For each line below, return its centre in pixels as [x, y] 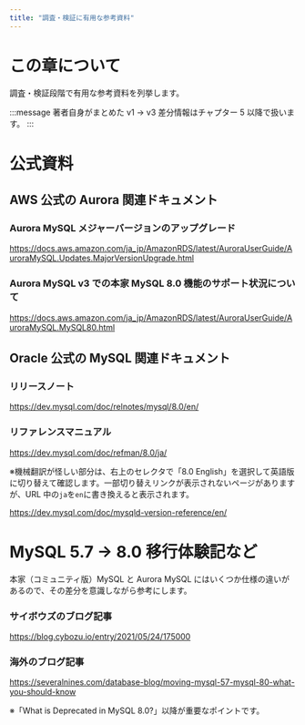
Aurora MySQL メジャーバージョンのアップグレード [123, 229]
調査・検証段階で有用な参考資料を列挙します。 [97, 93]
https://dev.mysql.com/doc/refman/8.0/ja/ [88, 453]
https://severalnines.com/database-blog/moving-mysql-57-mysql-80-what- [152, 682]
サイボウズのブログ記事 [61, 616]
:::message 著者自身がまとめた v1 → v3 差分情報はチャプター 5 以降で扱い [148, 112]
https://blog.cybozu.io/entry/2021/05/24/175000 [100, 636]
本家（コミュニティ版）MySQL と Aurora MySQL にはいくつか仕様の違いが [149, 578]
